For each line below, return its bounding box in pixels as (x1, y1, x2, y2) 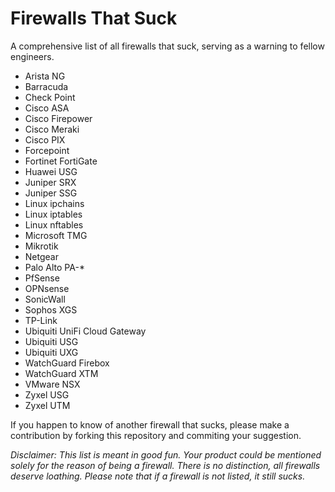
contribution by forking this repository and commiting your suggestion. (10, 429, 302, 441)
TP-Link (24, 314, 58, 326)
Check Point (24, 91, 76, 103)
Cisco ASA (24, 102, 70, 114)
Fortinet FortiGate (24, 155, 98, 167)
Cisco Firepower (24, 112, 93, 124)
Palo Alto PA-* (24, 261, 85, 273)
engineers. (10, 50, 55, 62)
